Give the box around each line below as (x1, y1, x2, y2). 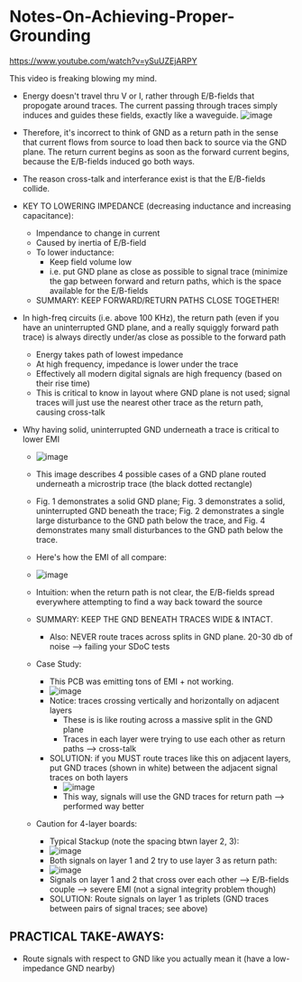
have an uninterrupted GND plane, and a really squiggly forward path (22, 322, 279, 332)
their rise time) (35, 378, 90, 388)
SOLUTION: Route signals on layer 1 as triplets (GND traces (49, 893, 269, 904)
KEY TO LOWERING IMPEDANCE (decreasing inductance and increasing (22, 201, 291, 211)
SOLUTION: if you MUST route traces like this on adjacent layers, (49, 753, 291, 763)
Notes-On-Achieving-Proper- (9, 6, 235, 27)
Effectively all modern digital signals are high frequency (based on (35, 368, 282, 379)
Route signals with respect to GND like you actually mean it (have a (22, 953, 272, 964)
